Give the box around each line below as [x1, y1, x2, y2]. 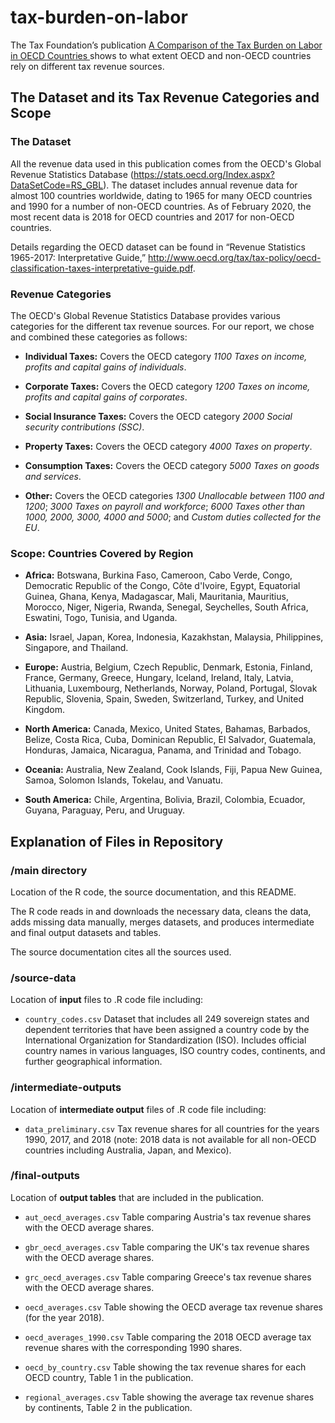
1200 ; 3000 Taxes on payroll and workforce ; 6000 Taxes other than [24, 500, 306, 512]
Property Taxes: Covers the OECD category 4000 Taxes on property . [24, 440, 313, 452]
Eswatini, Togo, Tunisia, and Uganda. [24, 612, 178, 624]
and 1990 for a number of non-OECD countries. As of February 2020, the [10, 200, 312, 212]
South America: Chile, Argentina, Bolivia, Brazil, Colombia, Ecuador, [24, 794, 306, 806]
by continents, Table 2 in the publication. [24, 1401, 193, 1413]
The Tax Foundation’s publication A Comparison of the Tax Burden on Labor [10, 39, 323, 51]
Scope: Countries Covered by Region [10, 546, 194, 560]
